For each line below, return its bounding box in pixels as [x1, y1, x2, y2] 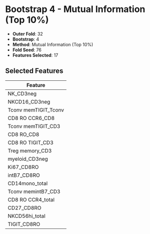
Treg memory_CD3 [8, 147, 52, 154]
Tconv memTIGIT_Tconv [8, 106, 64, 113]
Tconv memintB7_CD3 [8, 188, 61, 195]
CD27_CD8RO [8, 204, 42, 211]
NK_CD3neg [8, 90, 37, 97]
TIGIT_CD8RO [8, 220, 41, 227]
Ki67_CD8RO [8, 163, 39, 170]
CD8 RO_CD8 [8, 131, 40, 138]
